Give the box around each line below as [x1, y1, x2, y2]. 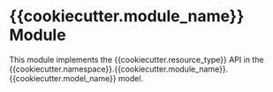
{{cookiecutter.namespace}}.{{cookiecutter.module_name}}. [9, 64, 229, 74]
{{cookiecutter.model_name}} [9, 73, 117, 83]
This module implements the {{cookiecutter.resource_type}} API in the [9, 54, 264, 65]
